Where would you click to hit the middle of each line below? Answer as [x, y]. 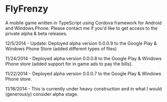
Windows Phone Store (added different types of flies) [61, 48]
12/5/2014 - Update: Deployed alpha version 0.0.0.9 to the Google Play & [81, 43]
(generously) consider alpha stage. [42, 94]
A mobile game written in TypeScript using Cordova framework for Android [83, 23]
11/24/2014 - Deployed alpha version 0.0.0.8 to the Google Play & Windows [83, 58]
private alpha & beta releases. [36, 33]
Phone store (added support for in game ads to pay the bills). [69, 64]
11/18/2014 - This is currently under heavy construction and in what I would [84, 88]
